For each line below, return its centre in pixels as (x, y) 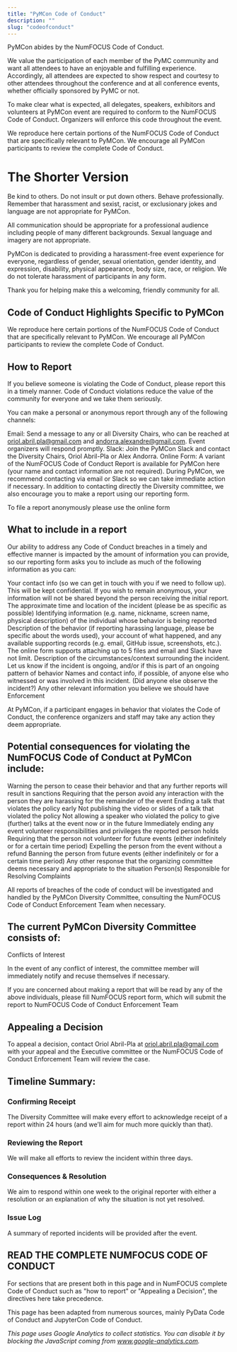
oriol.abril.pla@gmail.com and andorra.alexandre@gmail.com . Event (106, 441)
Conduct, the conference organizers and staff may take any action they (111, 717)
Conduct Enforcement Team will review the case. (79, 1059)
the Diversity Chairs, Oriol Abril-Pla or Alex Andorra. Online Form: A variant (116, 456)
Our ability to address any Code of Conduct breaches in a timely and (107, 547)
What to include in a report (67, 530)
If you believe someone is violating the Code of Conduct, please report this (117, 383)
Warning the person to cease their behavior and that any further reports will (117, 786)
